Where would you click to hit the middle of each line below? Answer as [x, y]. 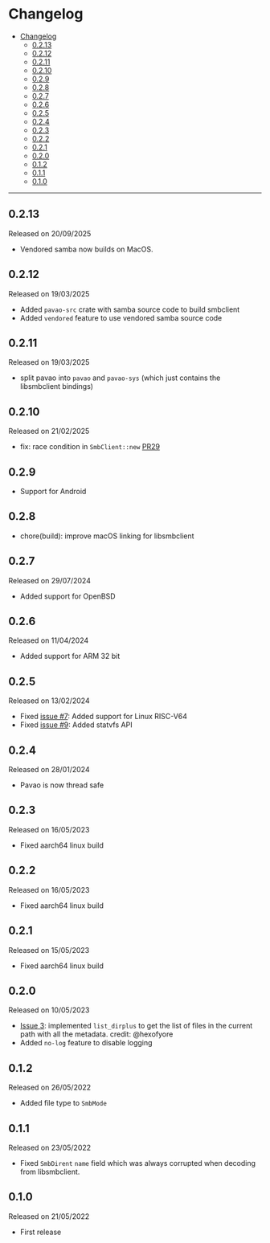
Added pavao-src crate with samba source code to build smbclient [130, 309]
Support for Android [53, 491]
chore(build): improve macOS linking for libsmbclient [107, 536]
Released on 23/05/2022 [50, 1147]
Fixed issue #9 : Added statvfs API [76, 725]
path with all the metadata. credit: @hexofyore [96, 1034]
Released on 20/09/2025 [50, 233]
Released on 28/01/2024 [49, 770]
